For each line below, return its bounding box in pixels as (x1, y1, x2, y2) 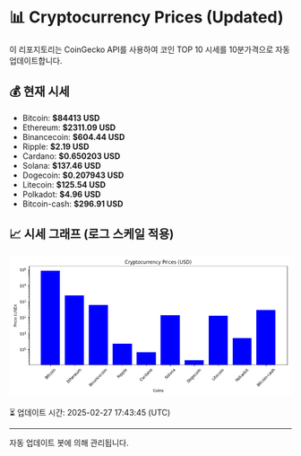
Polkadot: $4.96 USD (21, 189, 101, 199)
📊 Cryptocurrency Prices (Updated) (9, 7, 284, 28)
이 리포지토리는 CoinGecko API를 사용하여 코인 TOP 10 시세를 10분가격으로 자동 (9, 44, 290, 55)
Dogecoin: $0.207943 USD (21, 170, 125, 180)
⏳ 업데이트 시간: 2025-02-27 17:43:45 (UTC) (9, 407, 171, 417)
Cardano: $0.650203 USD (21, 150, 121, 162)
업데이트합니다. (9, 55, 63, 66)
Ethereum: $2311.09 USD (21, 122, 116, 133)
